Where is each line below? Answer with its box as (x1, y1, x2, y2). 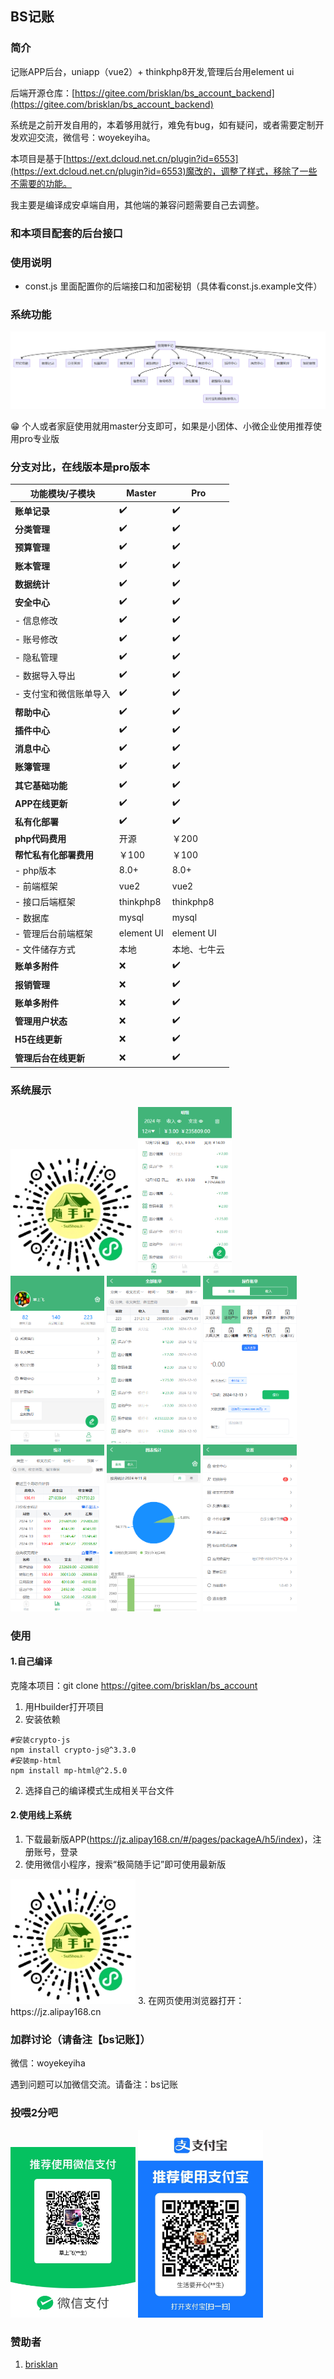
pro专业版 (18, 432, 60, 444)
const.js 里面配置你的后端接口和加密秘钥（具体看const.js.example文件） (24, 280, 323, 292)
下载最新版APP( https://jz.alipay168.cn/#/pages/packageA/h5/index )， (24, 1833, 313, 1846)
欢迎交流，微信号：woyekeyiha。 (18, 131, 156, 143)
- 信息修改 (14, 615, 58, 627)
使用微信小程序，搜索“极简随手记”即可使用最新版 (24, 1858, 227, 1871)
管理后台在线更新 (14, 1052, 85, 1064)
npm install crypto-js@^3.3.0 (10, 1745, 137, 1755)
